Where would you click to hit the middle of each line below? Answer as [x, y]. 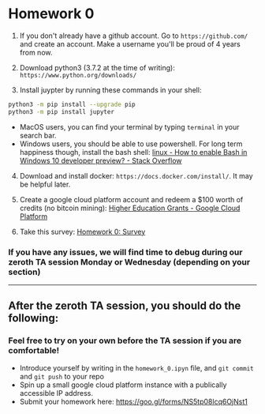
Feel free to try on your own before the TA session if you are [125, 341]
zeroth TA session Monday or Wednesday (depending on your [129, 262]
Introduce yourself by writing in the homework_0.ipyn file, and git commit [136, 367]
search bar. [38, 135]
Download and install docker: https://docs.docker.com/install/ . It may [136, 175]
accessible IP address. [56, 393]
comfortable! [34, 351]
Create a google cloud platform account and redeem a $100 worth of [131, 199]
